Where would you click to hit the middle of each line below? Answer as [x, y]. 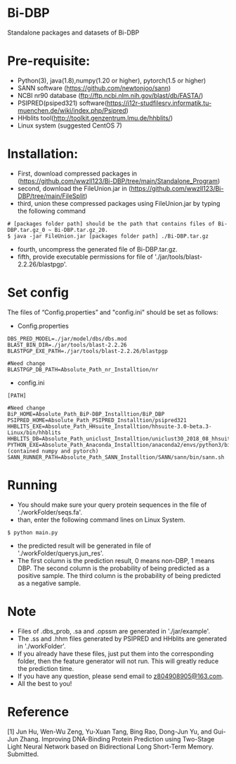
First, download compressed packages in [77, 173]
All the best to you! [45, 683]
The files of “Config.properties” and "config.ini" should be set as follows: [113, 312]
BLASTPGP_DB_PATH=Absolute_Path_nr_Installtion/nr [83, 369]
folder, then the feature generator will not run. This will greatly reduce [118, 661]
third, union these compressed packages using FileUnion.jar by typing [119, 203]
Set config [38, 292]
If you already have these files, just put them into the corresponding [116, 653]
